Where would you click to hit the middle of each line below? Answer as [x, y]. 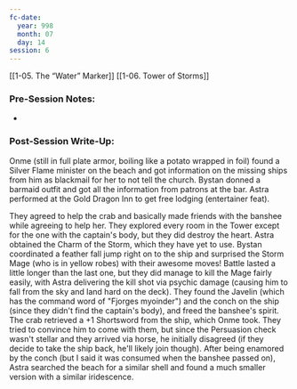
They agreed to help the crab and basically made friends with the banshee [146, 215]
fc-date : [25, 17]
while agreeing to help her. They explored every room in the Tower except [144, 225]
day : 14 [32, 42]
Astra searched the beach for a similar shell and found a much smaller [137, 367]
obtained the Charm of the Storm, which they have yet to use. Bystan [136, 244]
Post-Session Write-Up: [62, 142]
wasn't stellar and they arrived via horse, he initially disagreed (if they [136, 338]
